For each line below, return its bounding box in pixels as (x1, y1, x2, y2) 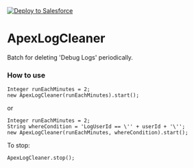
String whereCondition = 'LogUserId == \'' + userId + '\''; (7, 123, 186, 130)
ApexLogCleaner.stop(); (7, 154, 75, 162)
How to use (7, 70, 46, 80)
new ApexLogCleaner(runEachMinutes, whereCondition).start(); (7, 130, 189, 136)
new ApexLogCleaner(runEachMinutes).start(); (7, 92, 139, 99)
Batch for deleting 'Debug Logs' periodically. (7, 53, 134, 61)
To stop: (7, 141, 31, 149)
